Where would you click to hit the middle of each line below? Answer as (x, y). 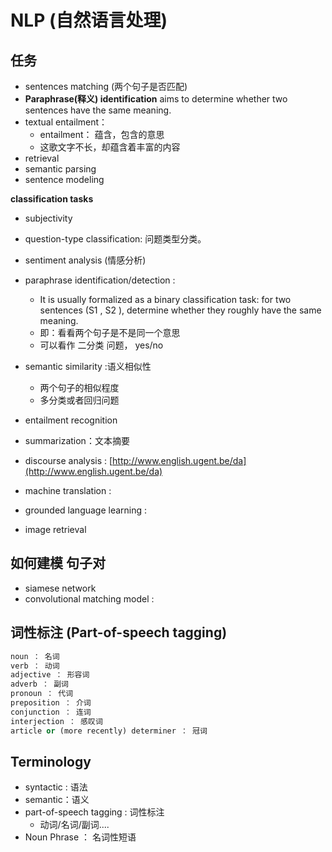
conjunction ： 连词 (51, 712)
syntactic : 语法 (56, 787)
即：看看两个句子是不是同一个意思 (110, 332)
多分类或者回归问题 (79, 400)
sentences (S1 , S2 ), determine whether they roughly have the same (180, 310)
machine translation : (68, 490)
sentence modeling (64, 179)
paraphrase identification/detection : (100, 280)
